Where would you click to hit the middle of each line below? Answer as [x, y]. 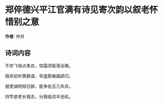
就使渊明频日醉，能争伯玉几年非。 [39, 86]
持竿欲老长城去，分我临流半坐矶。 [39, 96]
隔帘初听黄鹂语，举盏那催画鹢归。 [39, 76]
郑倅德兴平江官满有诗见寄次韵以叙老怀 [82, 10]
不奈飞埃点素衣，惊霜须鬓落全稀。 [39, 65]
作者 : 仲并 [15, 36]
